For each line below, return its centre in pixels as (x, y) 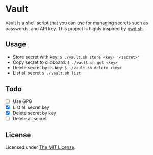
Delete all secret (30, 118)
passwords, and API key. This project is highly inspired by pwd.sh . (75, 28)
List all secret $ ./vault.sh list (47, 73)
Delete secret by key (34, 113)
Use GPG (22, 101)
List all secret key (31, 107)
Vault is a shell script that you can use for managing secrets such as (77, 23)
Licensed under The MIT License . (41, 147)
